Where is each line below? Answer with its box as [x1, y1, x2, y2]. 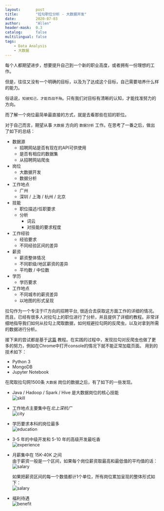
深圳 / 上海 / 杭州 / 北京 [19, 194, 66, 200]
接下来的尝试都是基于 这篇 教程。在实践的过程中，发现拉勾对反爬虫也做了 [5, 336, 152, 342]
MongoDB [12, 364, 33, 370]
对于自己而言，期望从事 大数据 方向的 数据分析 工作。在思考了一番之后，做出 [5, 122, 155, 128]
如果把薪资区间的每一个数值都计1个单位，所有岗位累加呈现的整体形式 [12, 473, 151, 479]
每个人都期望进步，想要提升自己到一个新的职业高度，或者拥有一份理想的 [5, 62, 150, 68]
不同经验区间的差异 [19, 243, 59, 248]
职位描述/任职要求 [19, 206, 56, 212]
